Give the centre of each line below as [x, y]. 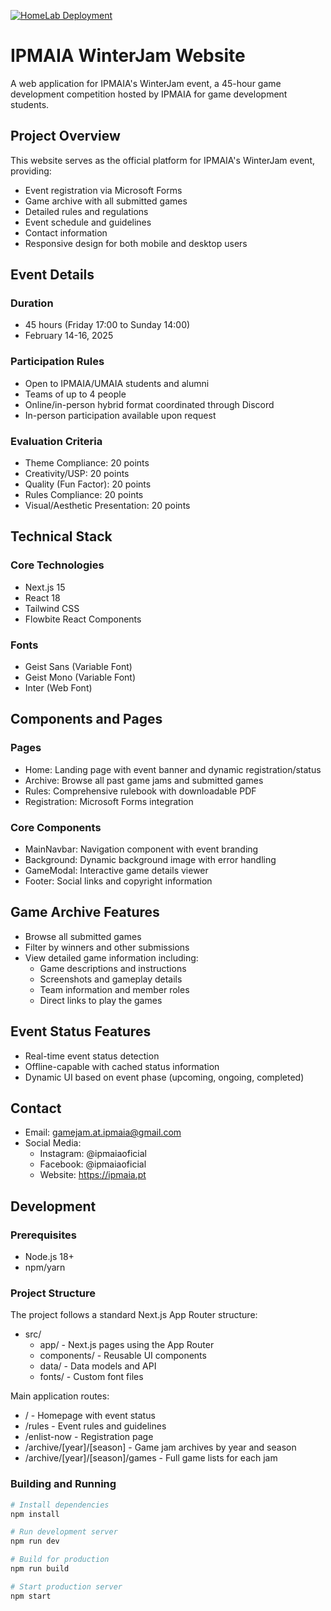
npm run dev [35, 1541]
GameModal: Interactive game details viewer [116, 870]
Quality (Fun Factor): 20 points [88, 484]
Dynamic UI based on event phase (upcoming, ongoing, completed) [164, 1077]
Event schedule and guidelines [88, 222]
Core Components [56, 827]
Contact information [66, 232]
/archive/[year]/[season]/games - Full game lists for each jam [151, 1458]
